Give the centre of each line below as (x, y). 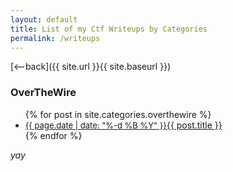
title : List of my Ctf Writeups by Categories (109, 29)
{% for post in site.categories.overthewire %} (118, 114)
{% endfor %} (53, 135)
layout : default (44, 19)
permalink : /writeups (55, 38)
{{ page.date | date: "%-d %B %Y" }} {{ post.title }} (123, 125)
